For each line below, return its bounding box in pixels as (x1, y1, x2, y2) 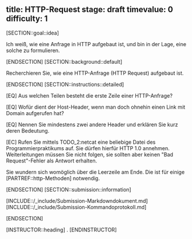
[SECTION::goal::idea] (6, 29, 60, 36)
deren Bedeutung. (6, 127, 50, 134)
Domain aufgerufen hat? (6, 109, 64, 116)
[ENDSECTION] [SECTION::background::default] (6, 58, 123, 65)
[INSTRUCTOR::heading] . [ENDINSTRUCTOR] (6, 226, 117, 233)
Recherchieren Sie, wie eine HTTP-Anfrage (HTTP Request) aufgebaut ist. (6, 70, 184, 77)
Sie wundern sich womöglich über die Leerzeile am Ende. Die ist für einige (6, 168, 185, 175)
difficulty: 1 (6, 14, 48, 24)
